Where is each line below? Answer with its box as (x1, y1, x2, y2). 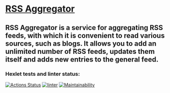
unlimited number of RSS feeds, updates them (5, 47, 155, 56)
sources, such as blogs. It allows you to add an (5, 39, 157, 48)
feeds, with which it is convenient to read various (5, 31, 165, 40)
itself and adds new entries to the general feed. (5, 55, 159, 64)
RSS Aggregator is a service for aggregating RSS (5, 23, 163, 32)
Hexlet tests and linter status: (5, 70, 80, 77)
